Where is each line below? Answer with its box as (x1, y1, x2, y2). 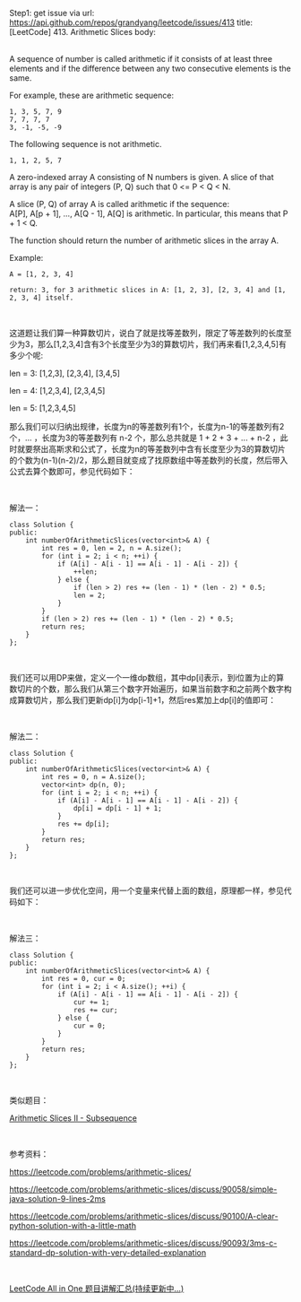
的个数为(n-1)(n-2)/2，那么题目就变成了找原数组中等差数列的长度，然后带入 (9, 455, 288, 465)
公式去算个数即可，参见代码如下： (9, 466, 135, 476)
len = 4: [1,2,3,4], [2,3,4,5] (9, 386, 106, 395)
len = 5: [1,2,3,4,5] (9, 403, 76, 413)
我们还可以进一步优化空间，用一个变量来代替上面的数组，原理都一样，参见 (9, 885, 284, 896)
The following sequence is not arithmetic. (9, 139, 162, 149)
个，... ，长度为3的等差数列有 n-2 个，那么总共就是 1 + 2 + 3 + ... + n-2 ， (9, 432, 280, 443)
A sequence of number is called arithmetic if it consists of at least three (9, 54, 273, 64)
